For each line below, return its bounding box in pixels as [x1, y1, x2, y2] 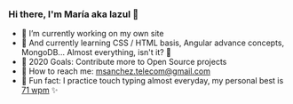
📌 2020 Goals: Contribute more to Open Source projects [20, 57, 227, 68]
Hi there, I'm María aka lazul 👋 [8, 8, 139, 20]
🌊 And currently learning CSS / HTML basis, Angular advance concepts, [20, 37, 285, 48]
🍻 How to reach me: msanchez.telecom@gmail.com [20, 66, 210, 76]
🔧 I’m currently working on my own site [20, 28, 164, 39]
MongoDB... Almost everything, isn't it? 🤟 [20, 47, 172, 58]
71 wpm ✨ [20, 84, 59, 96]
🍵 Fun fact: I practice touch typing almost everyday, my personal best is [20, 76, 284, 86]
